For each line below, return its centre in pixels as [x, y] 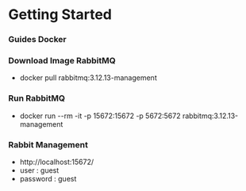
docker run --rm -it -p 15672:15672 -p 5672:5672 [100, 116]
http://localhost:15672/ [56, 162]
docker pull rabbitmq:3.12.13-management [88, 78]
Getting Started [60, 15]
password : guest [48, 179]
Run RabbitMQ [37, 98]
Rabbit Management [48, 144]
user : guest [39, 170]
